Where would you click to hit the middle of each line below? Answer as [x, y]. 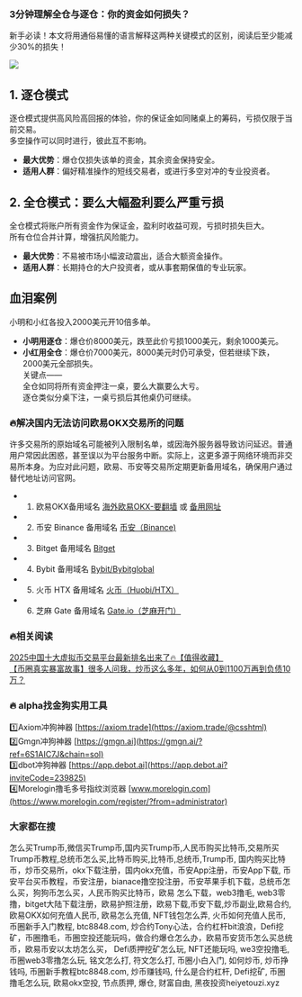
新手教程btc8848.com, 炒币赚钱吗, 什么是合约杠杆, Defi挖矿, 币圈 [165, 971]
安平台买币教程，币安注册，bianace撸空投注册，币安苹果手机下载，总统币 [146, 881]
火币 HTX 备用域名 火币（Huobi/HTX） [107, 590]
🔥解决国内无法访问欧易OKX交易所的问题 [97, 422]
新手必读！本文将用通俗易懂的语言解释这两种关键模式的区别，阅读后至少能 [147, 36]
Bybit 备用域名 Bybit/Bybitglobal [95, 569]
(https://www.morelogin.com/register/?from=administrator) [119, 801]
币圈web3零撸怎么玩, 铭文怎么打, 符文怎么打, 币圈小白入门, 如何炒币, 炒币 [145, 960]
